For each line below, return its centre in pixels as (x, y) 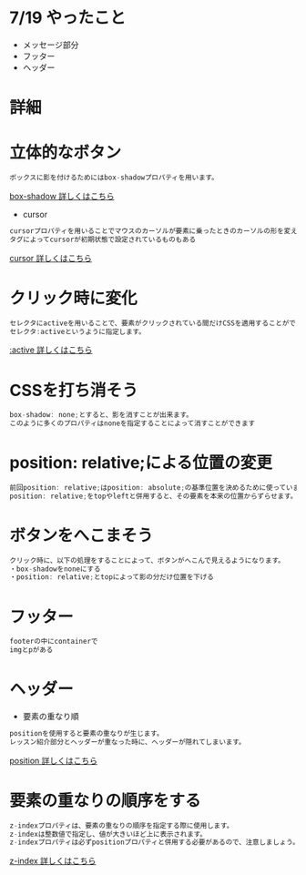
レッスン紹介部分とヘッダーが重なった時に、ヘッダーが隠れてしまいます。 (127, 742)
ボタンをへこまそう (82, 535)
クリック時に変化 (74, 298)
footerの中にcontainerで (54, 642)
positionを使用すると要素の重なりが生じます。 (87, 733)
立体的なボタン (66, 153)
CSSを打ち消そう (74, 390)
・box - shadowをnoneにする (55, 569)
